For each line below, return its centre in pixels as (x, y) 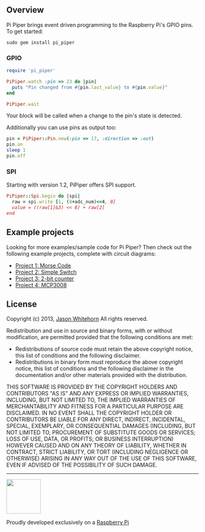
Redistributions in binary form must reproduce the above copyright (99, 362)
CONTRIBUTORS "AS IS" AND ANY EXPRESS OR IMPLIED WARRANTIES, (98, 394)
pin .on (15, 144)
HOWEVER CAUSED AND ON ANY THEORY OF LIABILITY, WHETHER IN (97, 446)
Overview (25, 10)
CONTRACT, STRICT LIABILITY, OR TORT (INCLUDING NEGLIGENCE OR (97, 452)
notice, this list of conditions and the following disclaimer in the (94, 369)
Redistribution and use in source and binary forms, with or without (89, 331)
